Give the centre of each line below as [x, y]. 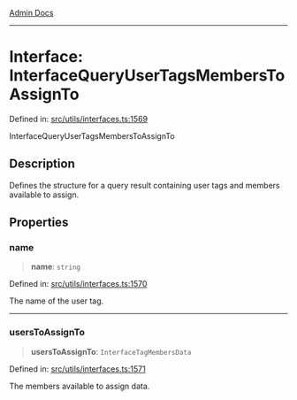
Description [42, 164]
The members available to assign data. [80, 386]
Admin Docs [31, 13]
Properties [39, 223]
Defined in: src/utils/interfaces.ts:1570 [78, 284]
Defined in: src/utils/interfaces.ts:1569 [79, 119]
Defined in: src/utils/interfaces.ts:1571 [77, 369]
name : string [56, 267]
